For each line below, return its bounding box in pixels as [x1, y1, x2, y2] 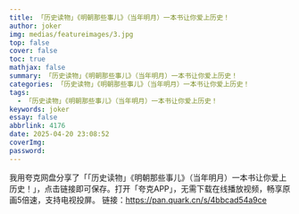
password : [9, 146, 46, 155]
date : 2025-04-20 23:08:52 [9, 130, 110, 139]
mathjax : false [9, 64, 66, 73]
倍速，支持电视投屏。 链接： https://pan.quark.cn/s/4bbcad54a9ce [21, 194, 268, 205]
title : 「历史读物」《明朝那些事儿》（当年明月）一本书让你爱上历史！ [9, 13, 230, 22]
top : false [9, 38, 50, 47]
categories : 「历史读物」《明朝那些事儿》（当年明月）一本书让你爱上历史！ [9, 80, 250, 89]
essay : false [9, 113, 58, 122]
